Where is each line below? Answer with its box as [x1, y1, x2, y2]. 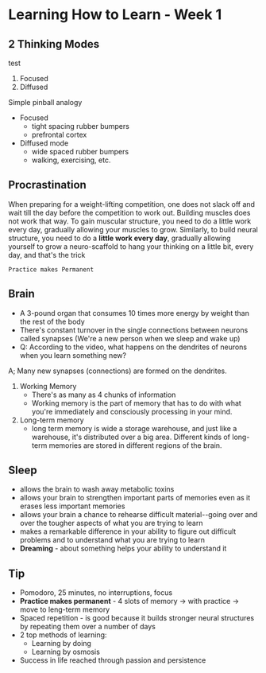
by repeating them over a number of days [19, 622, 156, 632]
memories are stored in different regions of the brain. [48, 440, 222, 450]
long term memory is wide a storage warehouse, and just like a [31, 423, 237, 433]
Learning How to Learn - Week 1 [8, 6, 222, 24]
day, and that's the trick [8, 250, 86, 259]
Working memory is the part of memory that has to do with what [31, 398, 242, 407]
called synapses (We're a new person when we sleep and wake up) [19, 333, 241, 343]
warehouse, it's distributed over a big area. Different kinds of [31, 432, 231, 442]
